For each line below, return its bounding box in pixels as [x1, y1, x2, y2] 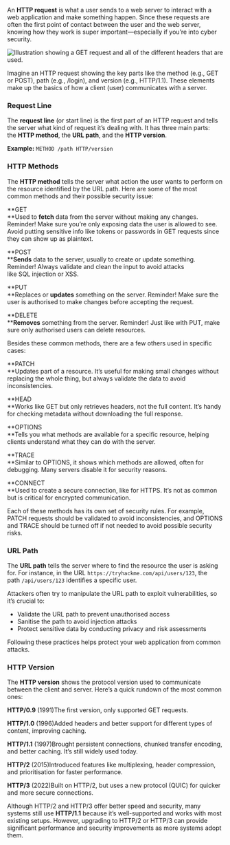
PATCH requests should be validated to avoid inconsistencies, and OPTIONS [7, 514, 223, 522]
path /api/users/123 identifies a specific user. [7, 576, 137, 584]
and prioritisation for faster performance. [7, 768, 123, 776]
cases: [7, 346, 26, 354]
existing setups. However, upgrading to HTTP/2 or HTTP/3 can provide [7, 817, 208, 825]
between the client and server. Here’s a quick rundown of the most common [7, 685, 222, 694]
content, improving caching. [7, 727, 87, 735]
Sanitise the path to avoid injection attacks [16, 617, 137, 625]
